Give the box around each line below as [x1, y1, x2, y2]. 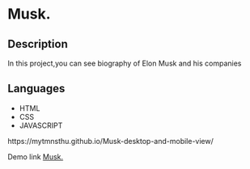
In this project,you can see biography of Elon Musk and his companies [7, 58, 242, 68]
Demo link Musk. [7, 151, 64, 162]
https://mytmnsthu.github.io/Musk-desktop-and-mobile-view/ [7, 136, 214, 146]
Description [7, 37, 68, 51]
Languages [7, 82, 66, 95]
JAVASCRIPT [19, 120, 63, 130]
